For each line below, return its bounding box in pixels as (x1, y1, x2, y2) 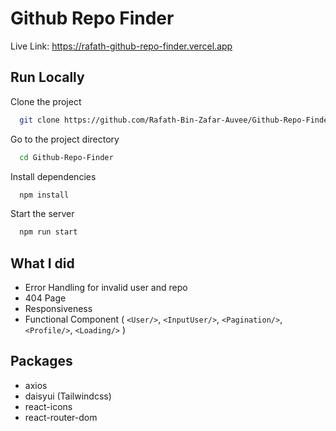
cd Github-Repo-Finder (19, 152, 114, 162)
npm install (19, 190, 70, 200)
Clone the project (10, 95, 82, 107)
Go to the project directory (10, 133, 120, 145)
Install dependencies (10, 170, 97, 182)
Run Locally (10, 69, 85, 86)
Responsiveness (24, 303, 93, 315)
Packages (10, 353, 73, 370)
